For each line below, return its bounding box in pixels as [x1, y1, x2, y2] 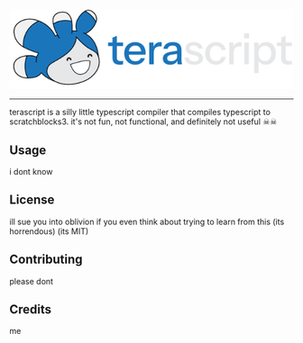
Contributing [9, 252, 83, 267]
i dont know [9, 167, 53, 176]
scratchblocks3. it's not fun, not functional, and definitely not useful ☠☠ [9, 116, 278, 127]
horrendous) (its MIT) [9, 225, 89, 237]
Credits [9, 302, 52, 318]
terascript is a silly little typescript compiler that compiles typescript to [9, 107, 271, 118]
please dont [9, 275, 54, 286]
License [9, 193, 55, 208]
